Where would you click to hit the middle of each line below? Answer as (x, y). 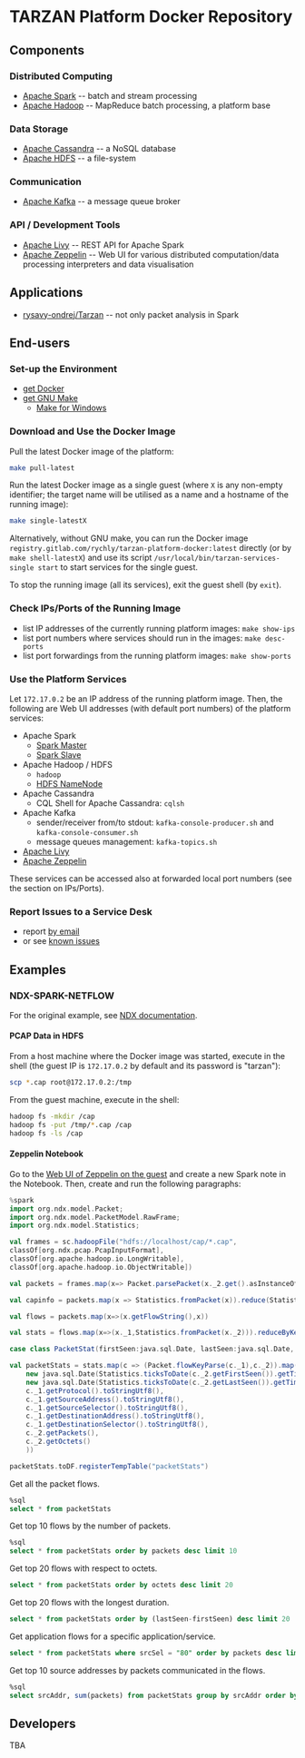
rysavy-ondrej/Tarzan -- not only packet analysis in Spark (130, 314)
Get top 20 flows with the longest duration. (89, 1603)
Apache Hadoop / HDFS (68, 764)
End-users (40, 343)
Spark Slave (59, 754)
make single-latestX (49, 521)
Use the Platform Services (68, 679)
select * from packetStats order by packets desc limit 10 (123, 1551)
